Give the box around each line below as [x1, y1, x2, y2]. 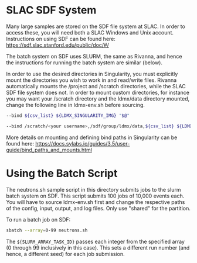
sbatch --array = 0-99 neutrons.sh [6, 227, 88, 233]
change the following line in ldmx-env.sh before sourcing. [6, 101, 145, 108]
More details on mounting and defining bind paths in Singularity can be [6, 134, 178, 141]
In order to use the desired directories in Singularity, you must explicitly [6, 70, 178, 77]
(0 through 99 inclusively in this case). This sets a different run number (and [6, 244, 190, 251]
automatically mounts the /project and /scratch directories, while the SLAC [6, 82, 186, 89]
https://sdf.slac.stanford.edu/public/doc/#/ [6, 41, 110, 49]
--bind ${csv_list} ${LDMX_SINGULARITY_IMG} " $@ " [6, 112, 130, 119]
